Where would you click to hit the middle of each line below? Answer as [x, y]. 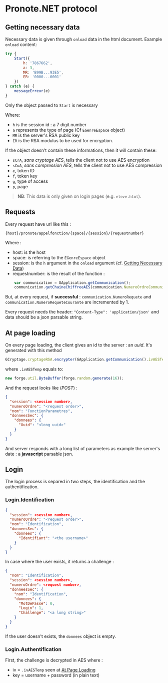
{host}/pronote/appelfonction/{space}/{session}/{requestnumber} [74, 233]
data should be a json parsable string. [44, 317]
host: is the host [29, 252]
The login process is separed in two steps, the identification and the [75, 482]
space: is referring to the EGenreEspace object [59, 257]
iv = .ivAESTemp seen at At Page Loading [54, 670]
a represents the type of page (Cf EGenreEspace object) [69, 130]
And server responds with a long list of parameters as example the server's [83, 448]
